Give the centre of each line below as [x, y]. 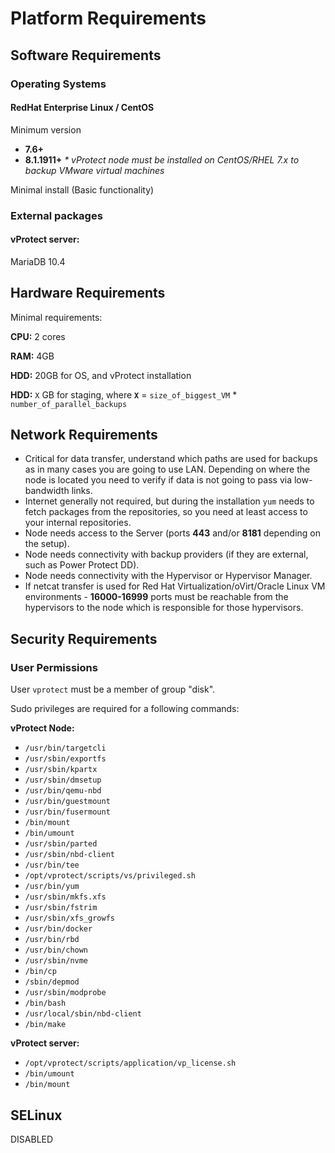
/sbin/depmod [52, 982]
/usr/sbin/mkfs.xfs [65, 897]
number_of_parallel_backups [69, 404]
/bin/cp [40, 972]
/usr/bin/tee [52, 865]
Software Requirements [86, 55]
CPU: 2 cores [38, 336]
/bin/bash [45, 1003]
